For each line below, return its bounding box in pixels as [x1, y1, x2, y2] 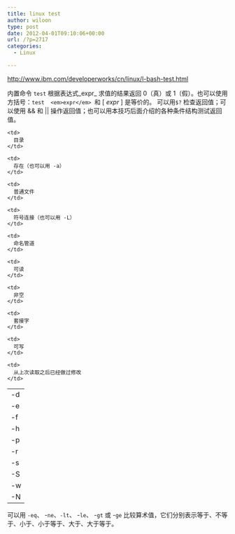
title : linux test [7, 10, 61, 17]
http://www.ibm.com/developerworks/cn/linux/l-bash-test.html [7, 74, 189, 83]
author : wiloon [7, 17, 52, 24]
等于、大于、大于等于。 [50, 519, 117, 528]
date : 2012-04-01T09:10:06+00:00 [7, 29, 105, 37]
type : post [7, 23, 39, 30]
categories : [7, 43, 42, 50]
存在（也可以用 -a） [13, 162, 65, 169]
